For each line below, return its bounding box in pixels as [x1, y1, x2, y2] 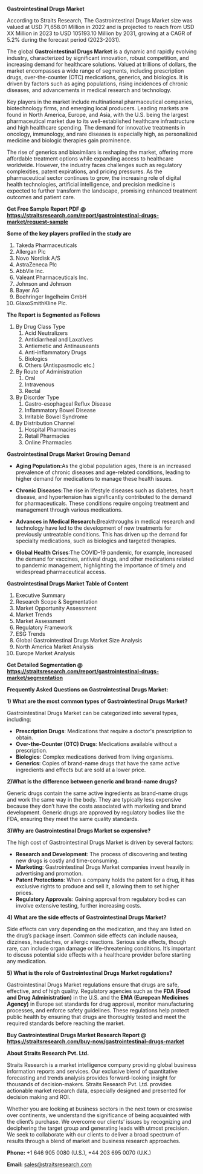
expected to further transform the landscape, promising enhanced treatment [7, 187, 198, 194]
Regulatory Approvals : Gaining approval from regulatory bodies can [15, 895, 186, 903]
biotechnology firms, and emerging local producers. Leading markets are [7, 105, 189, 111]
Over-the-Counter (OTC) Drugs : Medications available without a [15, 740, 178, 747]
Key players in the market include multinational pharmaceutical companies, [7, 98, 194, 105]
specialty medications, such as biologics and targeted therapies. [15, 537, 177, 544]
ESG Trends [15, 630, 46, 638]
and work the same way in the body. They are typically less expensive [7, 796, 181, 803]
